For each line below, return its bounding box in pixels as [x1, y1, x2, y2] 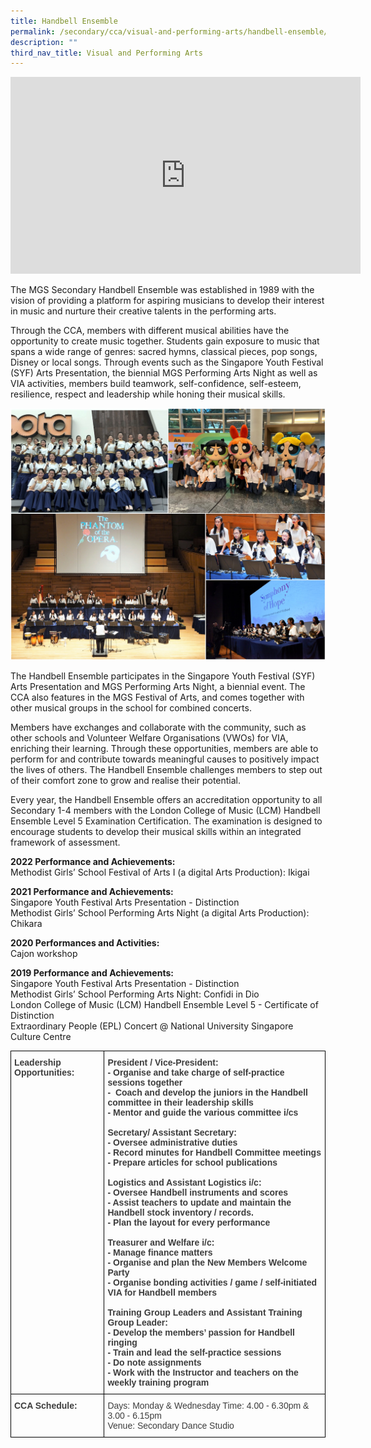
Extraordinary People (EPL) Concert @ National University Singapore [10, 1020, 294, 1032]
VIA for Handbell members [107, 1287, 217, 1299]
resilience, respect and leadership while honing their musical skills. [10, 388, 286, 400]
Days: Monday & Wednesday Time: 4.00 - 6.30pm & [107, 1400, 310, 1412]
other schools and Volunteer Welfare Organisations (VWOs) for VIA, [10, 732, 289, 744]
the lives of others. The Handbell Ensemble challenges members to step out [10, 764, 323, 776]
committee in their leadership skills [107, 1097, 254, 1109]
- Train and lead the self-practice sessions [107, 1347, 282, 1359]
